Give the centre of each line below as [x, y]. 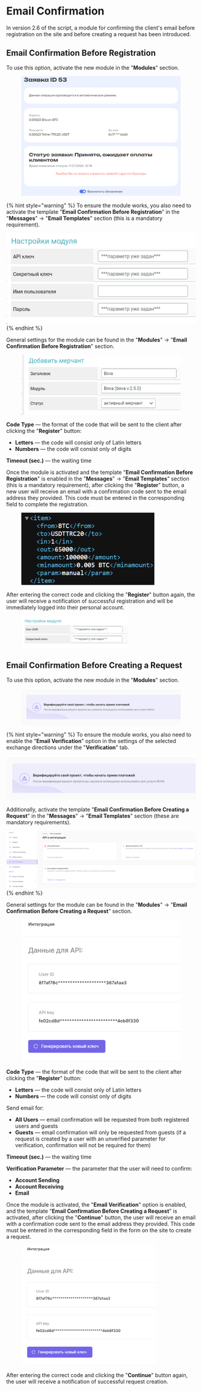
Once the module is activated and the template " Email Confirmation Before [100, 472]
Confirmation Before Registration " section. [60, 346]
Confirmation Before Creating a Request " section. [69, 911]
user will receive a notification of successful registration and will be [90, 601]
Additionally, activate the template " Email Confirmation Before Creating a [98, 809]
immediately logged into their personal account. [66, 607]
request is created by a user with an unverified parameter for [90, 1139]
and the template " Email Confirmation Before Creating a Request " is [92, 1211]
